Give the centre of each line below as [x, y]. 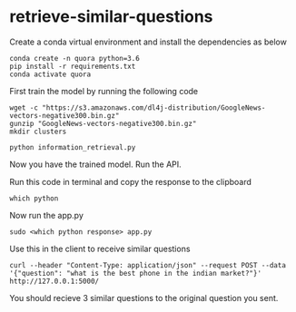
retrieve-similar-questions [111, 17]
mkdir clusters [38, 132]
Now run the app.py [47, 215]
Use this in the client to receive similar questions [100, 249]
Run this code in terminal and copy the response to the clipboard [131, 181]
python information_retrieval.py [73, 147]
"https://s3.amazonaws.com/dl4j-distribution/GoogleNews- [154, 107]
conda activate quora [50, 74]
